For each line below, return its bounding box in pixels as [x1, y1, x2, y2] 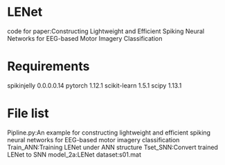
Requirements [7, 59, 90, 75]
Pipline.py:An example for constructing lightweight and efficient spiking [7, 128, 211, 137]
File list [7, 106, 50, 122]
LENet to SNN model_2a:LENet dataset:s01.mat [7, 150, 142, 159]
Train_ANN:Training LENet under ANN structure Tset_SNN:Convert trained [7, 143, 218, 151]
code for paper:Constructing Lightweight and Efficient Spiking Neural [7, 27, 205, 35]
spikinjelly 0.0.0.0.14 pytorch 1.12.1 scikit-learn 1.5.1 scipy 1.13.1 [7, 81, 182, 90]
